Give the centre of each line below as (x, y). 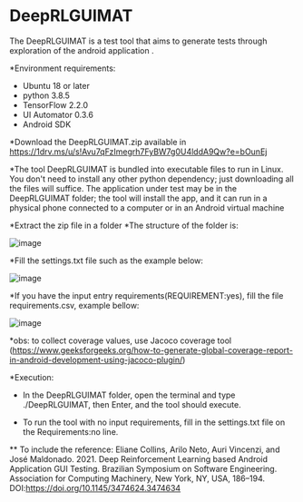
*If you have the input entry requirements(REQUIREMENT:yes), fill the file (147, 295)
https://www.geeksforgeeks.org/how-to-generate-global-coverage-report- (152, 349)
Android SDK (47, 124)
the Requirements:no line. (70, 431)
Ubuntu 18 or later (56, 85)
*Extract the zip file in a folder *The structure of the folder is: (124, 225)
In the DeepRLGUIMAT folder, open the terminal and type (129, 395)
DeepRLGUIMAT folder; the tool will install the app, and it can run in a (138, 198)
